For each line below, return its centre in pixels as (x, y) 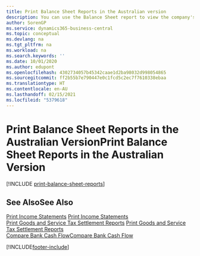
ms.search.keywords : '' (36, 56)
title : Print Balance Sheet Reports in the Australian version (86, 12)
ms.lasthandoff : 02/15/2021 (41, 94)
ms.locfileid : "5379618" (37, 100)
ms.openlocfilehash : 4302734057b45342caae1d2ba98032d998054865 (86, 72)
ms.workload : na (26, 50)
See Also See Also (40, 202)
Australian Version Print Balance (87, 142)
